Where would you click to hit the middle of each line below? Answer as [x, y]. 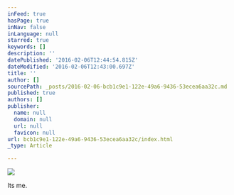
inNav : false [27, 27]
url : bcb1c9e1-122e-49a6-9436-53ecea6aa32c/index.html [90, 139]
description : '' [31, 54]
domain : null [33, 119]
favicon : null [34, 133]
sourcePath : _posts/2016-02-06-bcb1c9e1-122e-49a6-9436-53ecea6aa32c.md [117, 87]
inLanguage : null [33, 34]
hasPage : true [28, 21]
